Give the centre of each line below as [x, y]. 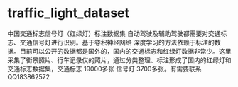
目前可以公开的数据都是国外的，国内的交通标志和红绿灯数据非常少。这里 [125, 51]
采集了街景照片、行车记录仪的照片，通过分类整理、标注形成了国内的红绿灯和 [119, 60]
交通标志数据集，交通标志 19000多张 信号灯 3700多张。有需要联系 [104, 69]
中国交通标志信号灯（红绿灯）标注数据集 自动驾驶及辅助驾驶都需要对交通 [114, 33]
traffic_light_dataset [69, 13]
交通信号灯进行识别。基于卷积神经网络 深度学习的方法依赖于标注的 [117, 42]
